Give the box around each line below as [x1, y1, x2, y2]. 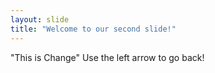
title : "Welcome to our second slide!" [10, 24, 177, 34]
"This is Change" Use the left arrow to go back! [10, 51, 205, 63]
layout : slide [10, 14, 70, 25]
